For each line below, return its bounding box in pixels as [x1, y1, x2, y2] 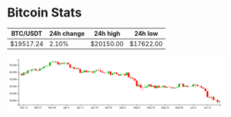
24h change [49, 30, 85, 38]
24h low [133, 30, 158, 38]
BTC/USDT [11, 30, 43, 38]
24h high [93, 30, 121, 38]
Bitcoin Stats [7, 5, 82, 21]
